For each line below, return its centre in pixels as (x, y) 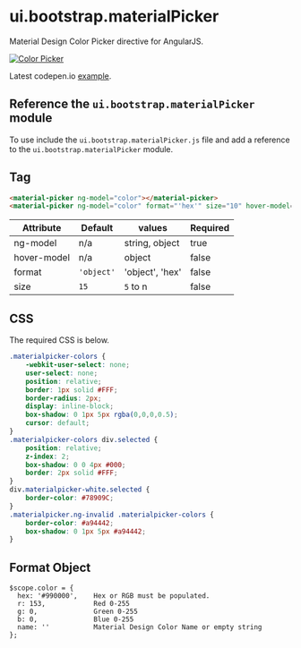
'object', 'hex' (153, 272)
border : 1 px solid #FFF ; (72, 390)
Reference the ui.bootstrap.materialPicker (132, 104)
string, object (152, 243)
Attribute (42, 228)
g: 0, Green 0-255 (78, 612)
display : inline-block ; (70, 406)
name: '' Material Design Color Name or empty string (140, 627)
